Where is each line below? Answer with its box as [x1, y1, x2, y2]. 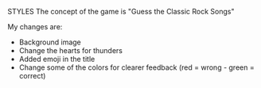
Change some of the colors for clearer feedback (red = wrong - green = [18, 63, 255, 72]
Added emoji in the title [18, 55, 95, 63]
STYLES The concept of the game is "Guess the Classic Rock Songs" [7, 7, 235, 16]
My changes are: [7, 22, 63, 31]
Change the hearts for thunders [18, 46, 123, 55]
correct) [18, 71, 46, 80]
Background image [18, 37, 81, 47]
